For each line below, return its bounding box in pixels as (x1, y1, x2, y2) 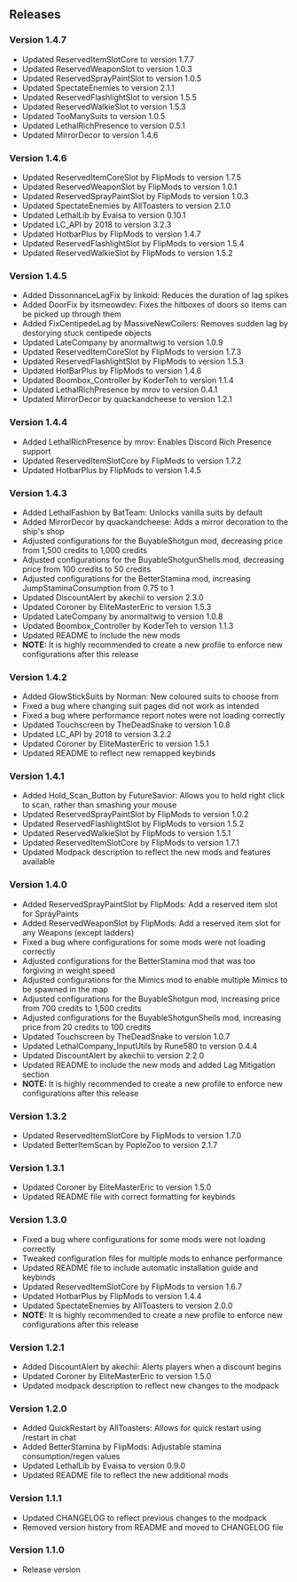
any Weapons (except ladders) (21, 927, 135, 937)
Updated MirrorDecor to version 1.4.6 (21, 129, 159, 141)
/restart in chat (21, 1432, 77, 1443)
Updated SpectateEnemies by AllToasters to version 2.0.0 (21, 1300, 233, 1311)
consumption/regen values (21, 1451, 121, 1462)
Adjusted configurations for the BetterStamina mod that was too (21, 955, 256, 966)
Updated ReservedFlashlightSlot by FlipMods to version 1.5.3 (21, 356, 244, 367)
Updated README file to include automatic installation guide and (21, 1262, 259, 1273)
